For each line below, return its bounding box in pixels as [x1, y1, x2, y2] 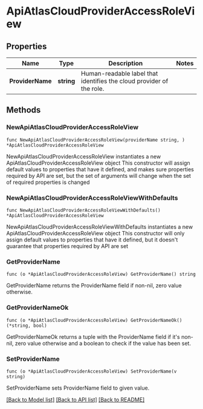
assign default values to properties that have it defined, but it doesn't [6, 236, 178, 243]
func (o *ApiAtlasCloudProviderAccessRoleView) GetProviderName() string [6, 271, 196, 278]
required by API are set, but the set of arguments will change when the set [6, 172, 192, 179]
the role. [80, 85, 105, 93]
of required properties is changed [6, 178, 90, 186]
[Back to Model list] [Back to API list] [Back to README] [6, 396, 145, 403]
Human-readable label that [80, 70, 158, 77]
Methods [6, 105, 41, 116]
